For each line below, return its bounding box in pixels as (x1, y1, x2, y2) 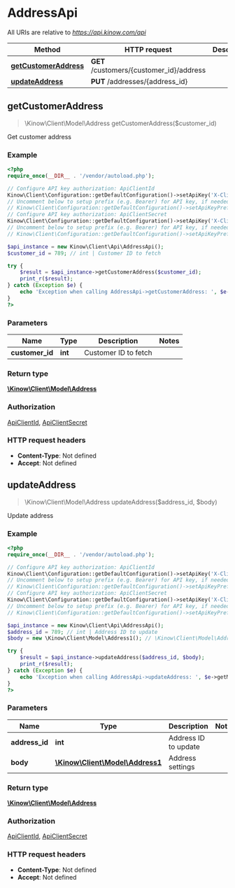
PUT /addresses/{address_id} (90, 76, 188, 86)
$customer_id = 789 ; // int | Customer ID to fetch (7, 250, 161, 257)
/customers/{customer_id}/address (90, 65, 206, 75)
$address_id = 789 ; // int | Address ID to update (7, 628, 158, 635)
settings (168, 761, 195, 771)
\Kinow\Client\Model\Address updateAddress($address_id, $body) (24, 498, 218, 506)
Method (34, 44, 61, 54)
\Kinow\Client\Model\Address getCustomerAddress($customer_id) (24, 119, 217, 127)
